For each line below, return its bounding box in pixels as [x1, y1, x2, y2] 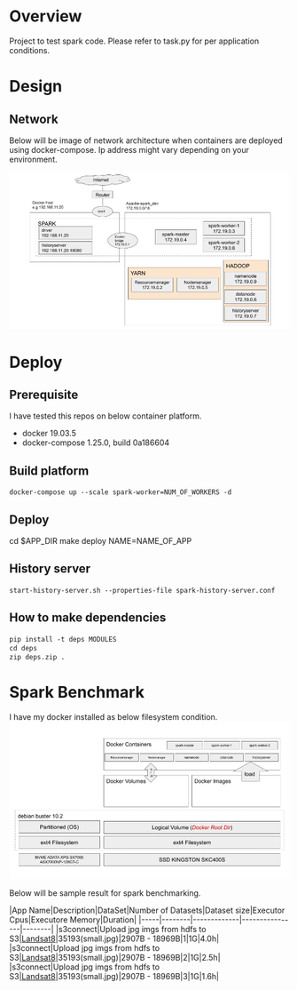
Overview [9, 6, 82, 27]
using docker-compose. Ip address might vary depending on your [9, 144, 250, 155]
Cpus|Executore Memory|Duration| [9, 914, 137, 925]
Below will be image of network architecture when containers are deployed [9, 135, 284, 146]
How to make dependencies [9, 611, 167, 626]
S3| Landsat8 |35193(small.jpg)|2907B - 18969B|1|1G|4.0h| [9, 933, 220, 944]
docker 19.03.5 [21, 428, 77, 439]
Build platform [9, 463, 90, 478]
